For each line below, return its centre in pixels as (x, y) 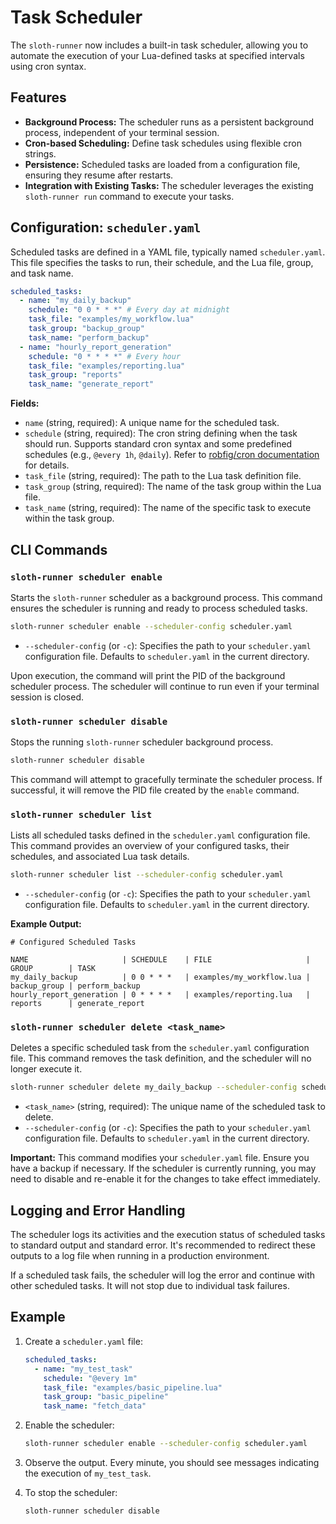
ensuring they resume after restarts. (99, 175)
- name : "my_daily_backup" (75, 301)
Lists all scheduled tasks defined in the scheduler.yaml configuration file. (160, 835)
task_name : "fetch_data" (95, 1406)
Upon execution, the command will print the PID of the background (148, 675)
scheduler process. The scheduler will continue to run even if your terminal (165, 686)
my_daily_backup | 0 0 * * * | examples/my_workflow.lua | (160, 977)
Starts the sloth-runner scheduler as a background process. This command (166, 597)
